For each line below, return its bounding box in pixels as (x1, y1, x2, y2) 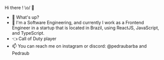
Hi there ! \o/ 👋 (4, 5, 35, 10)
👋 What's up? (11, 14, 39, 20)
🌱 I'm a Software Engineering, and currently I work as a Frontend (11, 20, 144, 25)
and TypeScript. (11, 30, 45, 36)
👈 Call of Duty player (11, 36, 56, 42)
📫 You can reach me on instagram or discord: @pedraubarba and (11, 43, 147, 49)
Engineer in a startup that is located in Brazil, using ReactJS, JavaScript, (11, 25, 160, 31)
